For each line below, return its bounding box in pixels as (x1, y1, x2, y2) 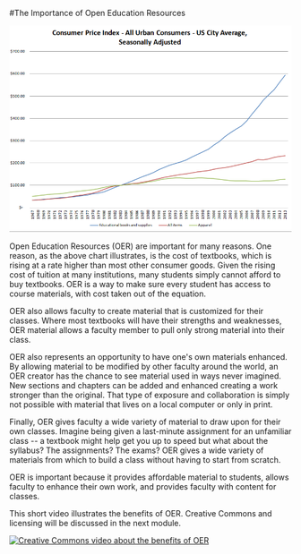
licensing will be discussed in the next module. (9, 518, 182, 529)
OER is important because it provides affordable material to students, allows (9, 472, 289, 482)
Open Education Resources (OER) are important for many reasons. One (9, 241, 271, 251)
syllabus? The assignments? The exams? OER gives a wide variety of (9, 445, 264, 456)
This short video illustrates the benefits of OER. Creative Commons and (9, 508, 272, 519)
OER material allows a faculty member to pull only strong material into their (9, 325, 285, 336)
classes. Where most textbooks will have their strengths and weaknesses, (9, 315, 282, 326)
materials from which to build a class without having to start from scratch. (9, 455, 281, 465)
